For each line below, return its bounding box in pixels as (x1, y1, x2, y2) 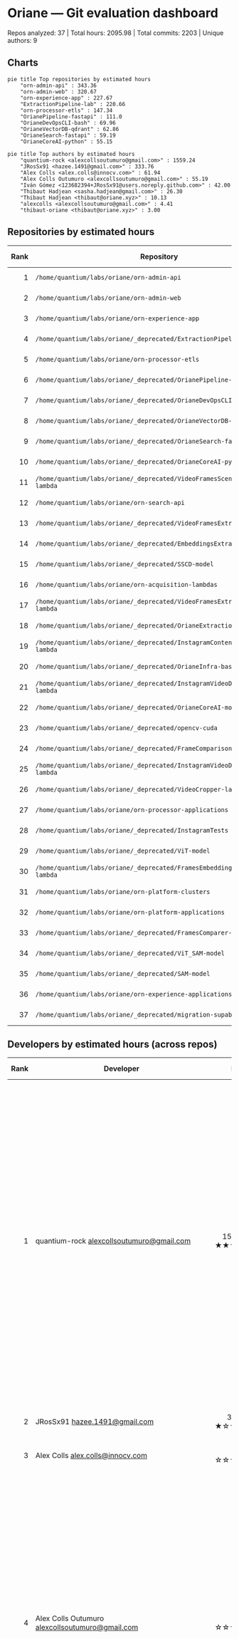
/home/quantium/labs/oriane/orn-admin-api (35, 273, 181, 281)
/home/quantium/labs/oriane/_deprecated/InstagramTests (35, 826, 229, 834)
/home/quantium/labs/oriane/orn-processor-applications (35, 806, 229, 813)
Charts (7, 57, 39, 69)
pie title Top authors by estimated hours (7, 150, 135, 157)
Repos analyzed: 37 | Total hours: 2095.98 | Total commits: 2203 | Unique (7, 28, 224, 37)
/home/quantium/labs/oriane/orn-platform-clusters (35, 888, 211, 895)
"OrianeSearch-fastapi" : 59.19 (20, 132, 116, 139)
